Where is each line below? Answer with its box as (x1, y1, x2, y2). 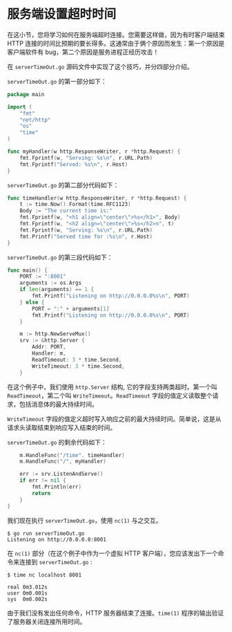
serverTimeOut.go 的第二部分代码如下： (7, 180, 119, 189)
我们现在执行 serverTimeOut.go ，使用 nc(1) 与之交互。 (7, 516, 162, 524)
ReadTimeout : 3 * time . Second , (32, 356, 122, 363)
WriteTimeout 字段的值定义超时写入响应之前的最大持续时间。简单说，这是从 (7, 414, 222, 422)
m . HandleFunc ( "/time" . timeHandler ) (19, 452, 126, 458)
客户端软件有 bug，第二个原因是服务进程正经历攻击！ (7, 48, 159, 56)
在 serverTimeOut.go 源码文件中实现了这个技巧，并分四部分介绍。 (7, 62, 193, 71)
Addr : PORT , (32, 344, 67, 351)
